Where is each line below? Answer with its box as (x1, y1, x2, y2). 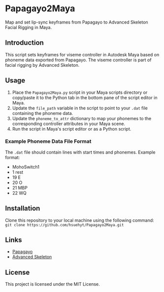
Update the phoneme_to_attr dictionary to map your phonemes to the (12, 115, 151, 121)
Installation (5, 204, 40, 212)
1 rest (12, 169, 24, 175)
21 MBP (12, 185, 28, 190)
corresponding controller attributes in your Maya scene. (12, 121, 125, 127)
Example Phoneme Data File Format (5, 138, 92, 145)
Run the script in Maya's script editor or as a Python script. (12, 126, 132, 132)
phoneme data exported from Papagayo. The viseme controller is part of (5, 57, 152, 63)
